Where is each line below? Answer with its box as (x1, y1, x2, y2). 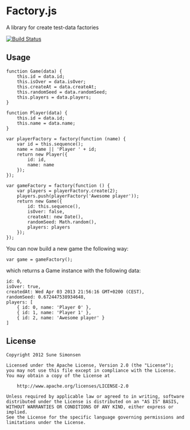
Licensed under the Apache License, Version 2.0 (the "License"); (6, 362, 174, 368)
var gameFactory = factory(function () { (6, 182, 110, 188)
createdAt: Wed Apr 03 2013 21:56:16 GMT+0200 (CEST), (6, 289, 145, 295)
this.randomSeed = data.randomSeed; (17, 89, 108, 95)
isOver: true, (6, 283, 42, 289)
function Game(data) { (6, 68, 62, 74)
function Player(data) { (6, 110, 68, 116)
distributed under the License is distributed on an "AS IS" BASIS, (6, 399, 179, 404)
